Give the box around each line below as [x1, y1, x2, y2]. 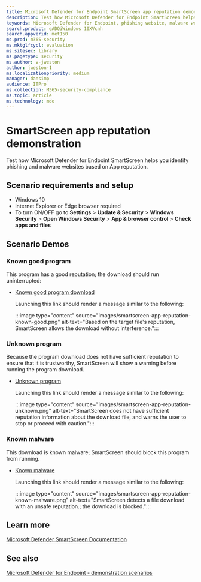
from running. [6, 455, 40, 462]
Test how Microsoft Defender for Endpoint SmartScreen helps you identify [6, 157, 189, 164]
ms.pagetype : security [6, 53, 63, 59]
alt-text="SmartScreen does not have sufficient [53, 407, 169, 415]
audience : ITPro [6, 82, 47, 88]
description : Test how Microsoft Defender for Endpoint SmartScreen [6, 14, 181, 20]
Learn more [6, 520, 50, 530]
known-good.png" [14, 319, 60, 326]
